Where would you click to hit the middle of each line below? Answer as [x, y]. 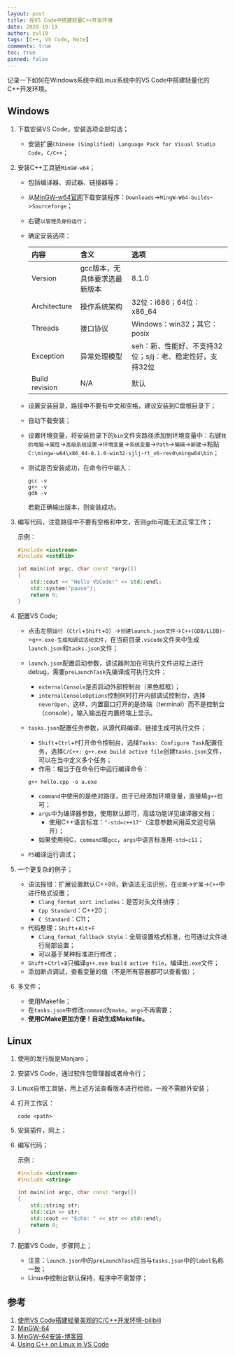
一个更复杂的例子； [45, 869]
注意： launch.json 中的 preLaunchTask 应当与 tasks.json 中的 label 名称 [126, 1261]
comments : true [29, 46]
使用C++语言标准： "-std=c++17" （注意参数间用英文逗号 [129, 822]
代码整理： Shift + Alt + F [62, 928]
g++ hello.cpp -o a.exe [63, 782]
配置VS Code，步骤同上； [55, 1246]
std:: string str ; [55, 1205]
